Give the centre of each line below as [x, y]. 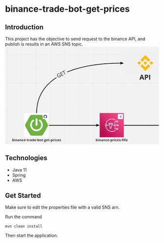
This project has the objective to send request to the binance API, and [75, 39]
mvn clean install [24, 226]
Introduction [24, 27]
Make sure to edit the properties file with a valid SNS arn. [62, 207]
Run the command [24, 217]
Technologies [26, 158]
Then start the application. [32, 236]
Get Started [23, 195]
